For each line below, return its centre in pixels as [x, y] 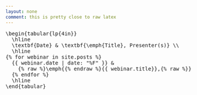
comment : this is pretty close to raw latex [61, 17]
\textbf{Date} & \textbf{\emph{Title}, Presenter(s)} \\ [96, 45]
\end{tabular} [26, 86]
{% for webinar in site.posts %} [54, 57]
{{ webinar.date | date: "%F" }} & [63, 63]
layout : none [21, 11]
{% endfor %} [30, 74]
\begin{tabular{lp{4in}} [41, 33]
